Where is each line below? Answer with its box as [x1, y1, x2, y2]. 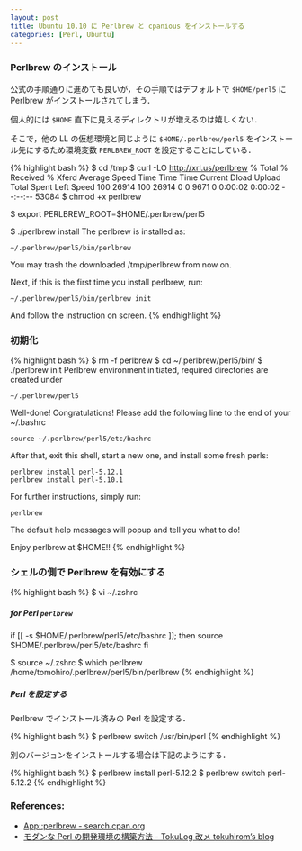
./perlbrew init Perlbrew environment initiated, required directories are [10, 364, 269, 375]
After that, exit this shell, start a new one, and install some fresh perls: [10, 449, 269, 460]
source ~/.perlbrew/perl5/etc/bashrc [10, 434, 152, 443]
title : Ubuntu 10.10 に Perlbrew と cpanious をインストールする [10, 22, 245, 31]
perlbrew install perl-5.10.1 [10, 475, 124, 484]
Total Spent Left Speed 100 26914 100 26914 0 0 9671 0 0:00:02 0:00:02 [10, 181, 280, 192]
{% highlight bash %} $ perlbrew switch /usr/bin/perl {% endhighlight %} [10, 731, 281, 742]
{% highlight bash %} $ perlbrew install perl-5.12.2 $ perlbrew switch [10, 767, 266, 779]
